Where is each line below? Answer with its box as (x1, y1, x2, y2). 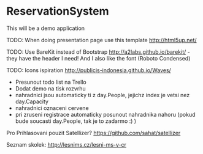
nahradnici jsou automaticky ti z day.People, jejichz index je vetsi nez (15, 91, 190, 98)
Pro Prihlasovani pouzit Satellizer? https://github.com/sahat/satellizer (6, 129, 181, 136)
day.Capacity (15, 98, 49, 105)
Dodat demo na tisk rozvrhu (15, 84, 86, 92)
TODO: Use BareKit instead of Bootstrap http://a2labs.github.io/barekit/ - (6, 48, 190, 56)
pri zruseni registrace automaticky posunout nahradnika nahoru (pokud (15, 111, 196, 118)
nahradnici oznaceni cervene (15, 104, 89, 111)
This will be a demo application (6, 24, 85, 32)
